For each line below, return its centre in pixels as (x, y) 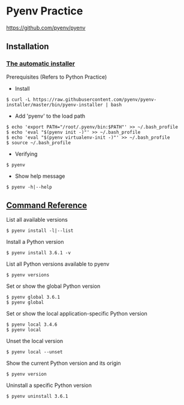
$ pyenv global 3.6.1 (33, 297)
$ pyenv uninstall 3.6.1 (37, 397)
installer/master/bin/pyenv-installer (55, 105)
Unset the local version (35, 341)
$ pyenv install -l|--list (40, 231)
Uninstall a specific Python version (49, 385)
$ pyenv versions (28, 275)
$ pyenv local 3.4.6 (32, 325)
